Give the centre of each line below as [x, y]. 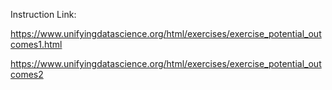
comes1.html [36, 44]
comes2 [27, 74]
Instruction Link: [43, 14]
